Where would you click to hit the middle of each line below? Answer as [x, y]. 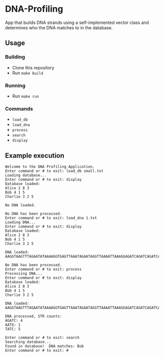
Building [15, 57]
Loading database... [26, 175]
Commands [19, 108]
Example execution [35, 156]
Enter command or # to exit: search [42, 338]
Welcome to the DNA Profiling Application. [50, 167]
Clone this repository [33, 67]
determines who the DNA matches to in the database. [59, 27]
